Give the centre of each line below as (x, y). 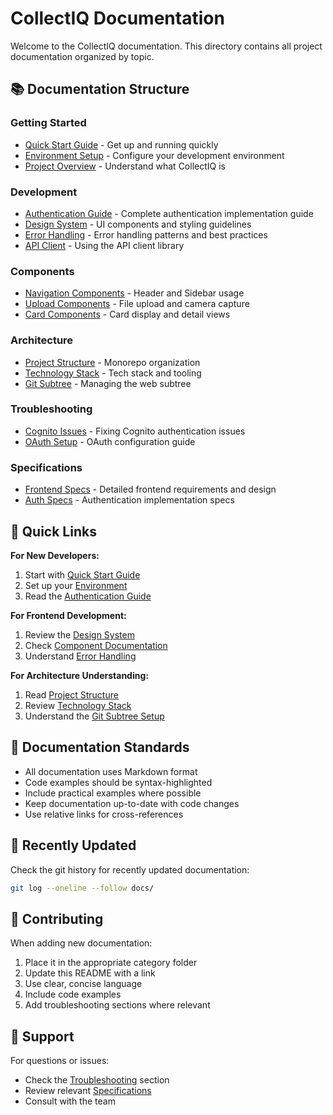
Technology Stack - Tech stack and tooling (113, 373)
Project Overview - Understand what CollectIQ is (125, 166)
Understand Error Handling (80, 656)
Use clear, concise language (83, 984)
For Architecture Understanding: (79, 675)
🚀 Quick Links (53, 531)
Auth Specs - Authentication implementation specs (129, 500)
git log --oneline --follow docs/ (82, 888)
